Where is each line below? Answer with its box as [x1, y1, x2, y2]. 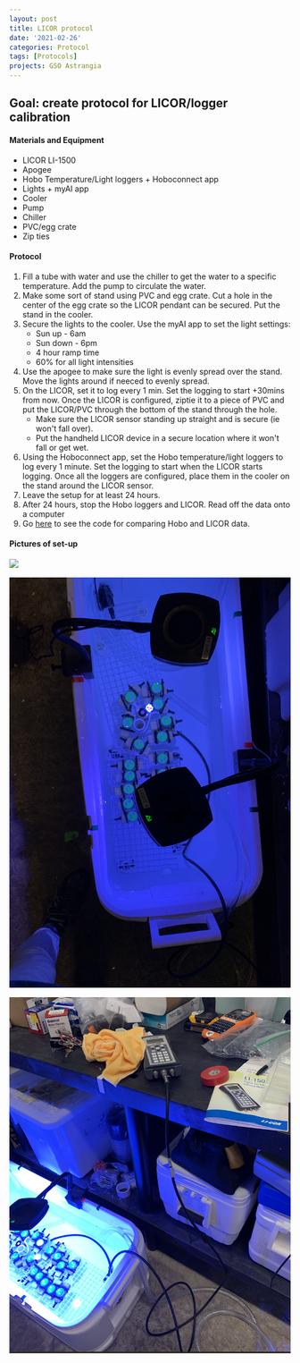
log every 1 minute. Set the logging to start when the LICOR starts [21, 461, 263, 471]
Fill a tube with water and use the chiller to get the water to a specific [21, 271, 277, 282]
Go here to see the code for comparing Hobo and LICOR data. [21, 518, 250, 529]
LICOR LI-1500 [21, 155, 77, 165]
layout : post [9, 14, 58, 23]
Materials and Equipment [9, 134, 104, 145]
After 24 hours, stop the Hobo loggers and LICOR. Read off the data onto [21, 499, 291, 510]
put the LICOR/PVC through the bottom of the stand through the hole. [21, 403, 278, 415]
